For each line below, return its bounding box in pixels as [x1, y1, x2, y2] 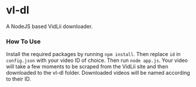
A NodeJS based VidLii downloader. [6, 23, 93, 30]
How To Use [6, 37, 41, 46]
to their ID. [6, 75, 31, 82]
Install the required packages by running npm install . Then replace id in [6, 51, 181, 58]
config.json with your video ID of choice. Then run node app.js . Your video [6, 57, 188, 64]
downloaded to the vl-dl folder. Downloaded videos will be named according [6, 69, 190, 76]
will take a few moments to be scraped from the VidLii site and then [6, 63, 169, 70]
